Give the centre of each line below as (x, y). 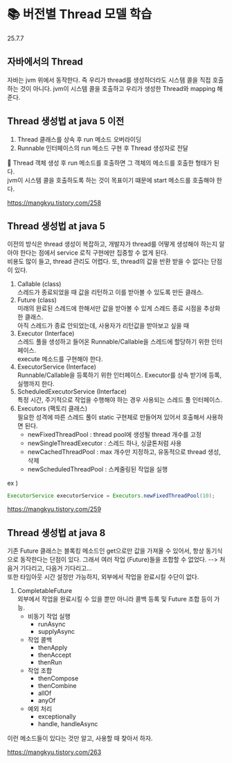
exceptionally (57, 716)
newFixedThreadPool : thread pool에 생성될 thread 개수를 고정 (115, 435)
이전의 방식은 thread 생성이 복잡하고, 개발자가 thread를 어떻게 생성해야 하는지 (113, 244)
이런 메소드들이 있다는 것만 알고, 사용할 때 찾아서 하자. (80, 738)
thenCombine (57, 686)
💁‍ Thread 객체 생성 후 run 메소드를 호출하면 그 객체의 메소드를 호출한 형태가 (110, 162)
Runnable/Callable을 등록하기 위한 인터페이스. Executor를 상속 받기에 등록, (119, 375)
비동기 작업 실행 (49, 617)
